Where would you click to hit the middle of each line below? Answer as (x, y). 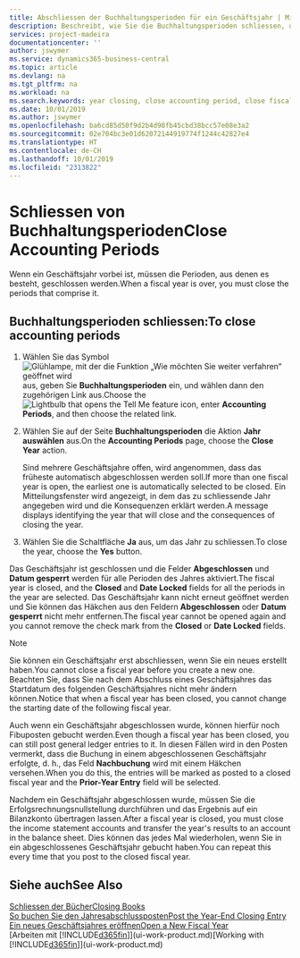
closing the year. (53, 525)
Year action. (45, 450)
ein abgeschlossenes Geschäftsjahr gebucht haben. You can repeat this (140, 847)
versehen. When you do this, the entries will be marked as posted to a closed (150, 773)
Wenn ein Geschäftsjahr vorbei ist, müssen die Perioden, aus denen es (139, 275)
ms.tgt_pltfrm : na (43, 84)
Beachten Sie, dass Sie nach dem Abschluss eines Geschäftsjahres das (141, 680)
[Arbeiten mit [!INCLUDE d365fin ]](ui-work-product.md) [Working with (137, 935)
